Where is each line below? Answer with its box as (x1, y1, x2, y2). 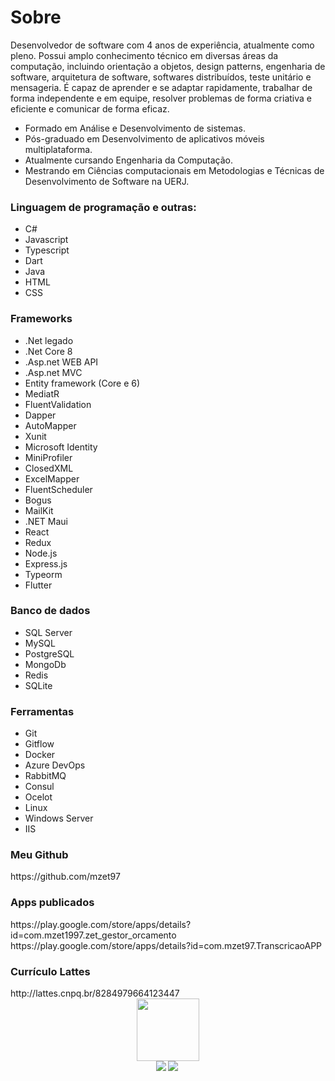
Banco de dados (10, 604, 91, 618)
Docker (24, 749, 56, 761)
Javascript (24, 234, 69, 246)
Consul (24, 781, 55, 793)
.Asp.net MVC (24, 366, 83, 378)
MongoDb (24, 658, 67, 670)
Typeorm (24, 568, 63, 580)
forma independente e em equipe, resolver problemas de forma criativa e (10, 92, 313, 104)
